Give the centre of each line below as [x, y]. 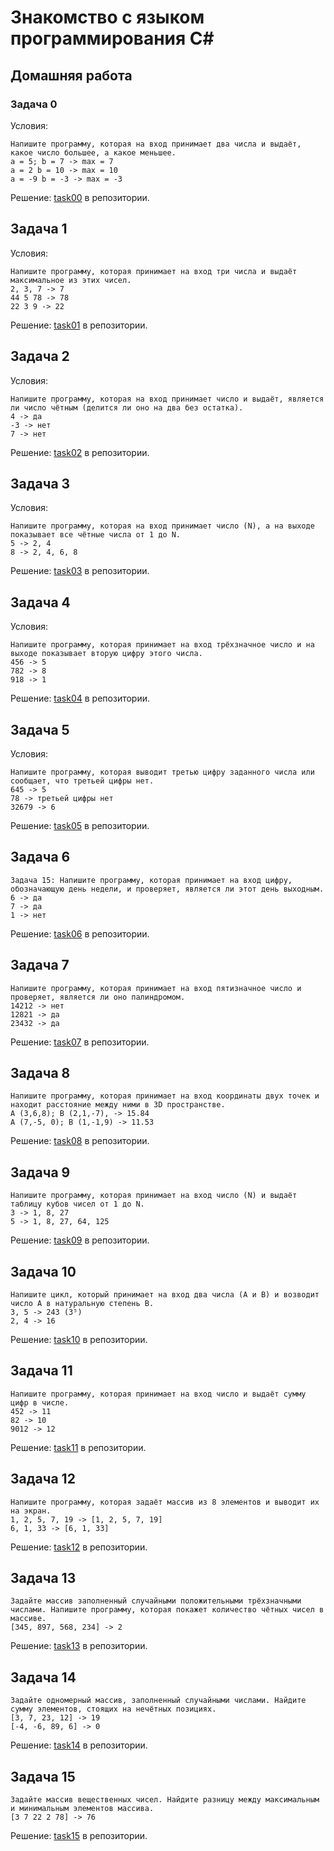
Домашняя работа [71, 75]
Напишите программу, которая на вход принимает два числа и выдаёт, [156, 144]
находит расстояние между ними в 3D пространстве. [118, 1105]
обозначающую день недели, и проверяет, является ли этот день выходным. [167, 889]
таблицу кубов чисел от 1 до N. [77, 1204]
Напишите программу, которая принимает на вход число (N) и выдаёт [154, 1196]
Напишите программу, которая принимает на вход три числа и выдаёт [154, 271]
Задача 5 [40, 729]
